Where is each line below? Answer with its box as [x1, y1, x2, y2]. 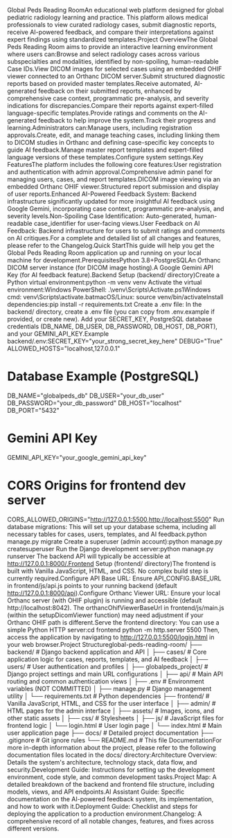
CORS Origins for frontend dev [7, 478, 186, 494]
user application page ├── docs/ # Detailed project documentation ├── [7, 729, 213, 737]
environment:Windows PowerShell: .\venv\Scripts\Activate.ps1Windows [7, 285, 211, 294]
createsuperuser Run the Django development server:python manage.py [7, 544, 214, 553]
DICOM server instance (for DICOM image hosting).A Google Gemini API [7, 263, 213, 271]
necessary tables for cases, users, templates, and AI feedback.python [7, 530, 207, 538]
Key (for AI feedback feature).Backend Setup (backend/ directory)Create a [7, 271, 220, 279]
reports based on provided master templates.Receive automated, [7, 80, 193, 87]
